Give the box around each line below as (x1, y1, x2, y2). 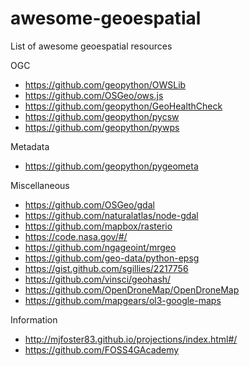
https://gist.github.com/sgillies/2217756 (24, 262, 189, 274)
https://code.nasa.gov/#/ (24, 230, 128, 242)
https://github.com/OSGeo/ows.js (24, 89, 164, 101)
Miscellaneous (10, 179, 70, 191)
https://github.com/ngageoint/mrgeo (24, 241, 177, 253)
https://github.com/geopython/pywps (24, 121, 180, 133)
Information (10, 313, 58, 326)
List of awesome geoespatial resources (10, 40, 173, 52)
